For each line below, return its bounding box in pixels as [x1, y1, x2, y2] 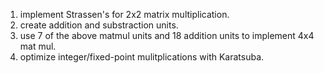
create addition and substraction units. [19, 19, 179, 31]
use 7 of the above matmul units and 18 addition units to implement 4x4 [19, 30, 315, 41]
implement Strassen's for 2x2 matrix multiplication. [19, 9, 230, 20]
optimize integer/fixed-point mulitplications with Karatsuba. [19, 51, 265, 63]
